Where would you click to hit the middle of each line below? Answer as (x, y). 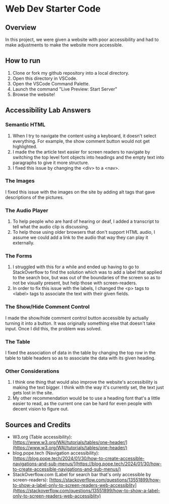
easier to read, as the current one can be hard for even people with (82, 404)
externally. (23, 243)
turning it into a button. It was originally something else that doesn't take (80, 323)
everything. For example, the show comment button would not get (81, 141)
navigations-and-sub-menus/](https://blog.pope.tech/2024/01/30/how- (87, 464)
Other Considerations (32, 371)
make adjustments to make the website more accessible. (64, 45)
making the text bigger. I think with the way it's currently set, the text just (88, 387)
